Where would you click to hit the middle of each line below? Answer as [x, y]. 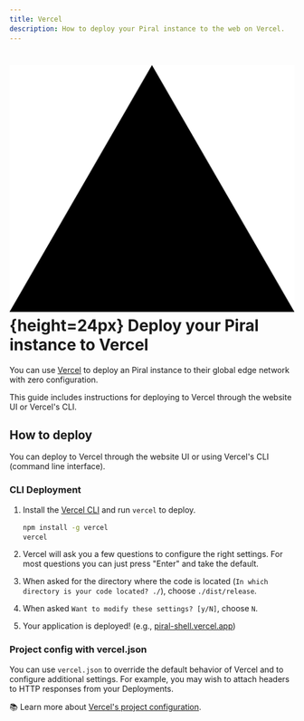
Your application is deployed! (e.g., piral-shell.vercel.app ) [129, 626]
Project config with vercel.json [78, 649]
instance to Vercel [79, 345]
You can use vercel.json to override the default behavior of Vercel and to [147, 669]
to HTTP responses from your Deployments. [91, 688]
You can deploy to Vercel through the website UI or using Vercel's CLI [139, 457]
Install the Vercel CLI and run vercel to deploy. [109, 510]
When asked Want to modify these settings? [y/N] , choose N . [140, 609]
